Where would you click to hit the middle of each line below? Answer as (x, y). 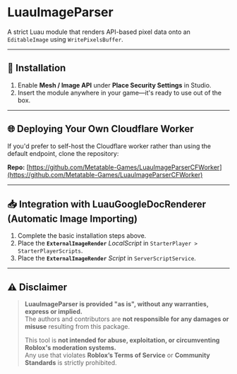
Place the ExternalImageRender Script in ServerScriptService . (107, 258)
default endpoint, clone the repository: (63, 153)
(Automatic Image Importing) (72, 218)
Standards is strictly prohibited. (71, 363)
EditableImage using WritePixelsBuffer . (65, 39)
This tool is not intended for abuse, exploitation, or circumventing (122, 340)
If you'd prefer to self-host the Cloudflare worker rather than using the (109, 146)
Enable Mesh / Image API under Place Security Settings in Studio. (114, 85)
